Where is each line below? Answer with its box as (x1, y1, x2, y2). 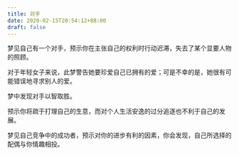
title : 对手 (7, 10, 41, 18)
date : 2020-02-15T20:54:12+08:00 (7, 17, 107, 24)
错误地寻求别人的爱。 (13, 77, 76, 85)
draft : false (7, 23, 46, 31)
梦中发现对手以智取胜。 (7, 92, 76, 100)
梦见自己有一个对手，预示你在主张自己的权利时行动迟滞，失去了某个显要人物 (7, 44, 232, 53)
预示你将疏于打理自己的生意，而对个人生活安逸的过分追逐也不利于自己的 (7, 107, 219, 116)
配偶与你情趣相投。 (7, 140, 64, 149)
